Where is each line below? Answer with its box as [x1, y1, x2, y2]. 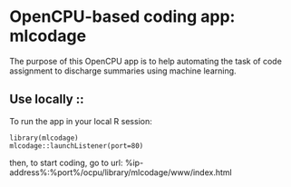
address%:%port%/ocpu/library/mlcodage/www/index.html [9, 166, 233, 178]
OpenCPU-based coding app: [9, 6, 236, 27]
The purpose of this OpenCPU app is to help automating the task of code [9, 55, 283, 66]
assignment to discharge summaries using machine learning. [9, 65, 238, 76]
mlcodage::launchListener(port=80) [9, 141, 144, 151]
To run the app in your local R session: [9, 115, 152, 126]
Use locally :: [9, 92, 84, 107]
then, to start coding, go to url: [9, 157, 124, 168]
